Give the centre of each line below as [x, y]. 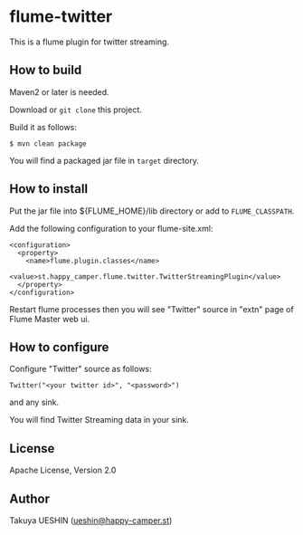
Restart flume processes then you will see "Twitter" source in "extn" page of [151, 309]
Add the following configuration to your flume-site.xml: [111, 228]
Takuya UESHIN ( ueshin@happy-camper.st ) [91, 521]
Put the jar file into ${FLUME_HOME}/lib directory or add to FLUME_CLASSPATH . [152, 211]
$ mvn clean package [48, 143]
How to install [49, 189]
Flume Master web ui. [50, 319]
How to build [46, 70]
